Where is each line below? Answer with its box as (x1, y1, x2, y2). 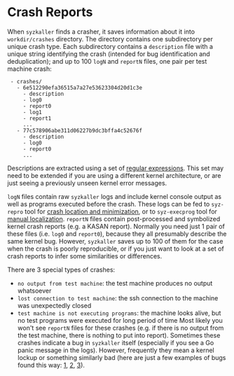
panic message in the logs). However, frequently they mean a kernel (17, 346, 215, 354)
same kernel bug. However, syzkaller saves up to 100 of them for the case (7, 237, 223, 245)
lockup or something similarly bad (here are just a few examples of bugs (17, 353, 226, 361)
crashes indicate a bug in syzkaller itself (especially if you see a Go (17, 338, 214, 347)
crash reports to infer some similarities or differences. (7, 251, 163, 260)
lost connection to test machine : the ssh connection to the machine (17, 293, 219, 302)
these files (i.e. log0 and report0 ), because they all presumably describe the (7, 229, 227, 238)
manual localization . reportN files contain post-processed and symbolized (7, 214, 221, 223)
